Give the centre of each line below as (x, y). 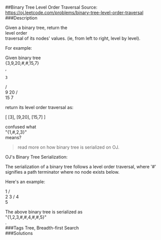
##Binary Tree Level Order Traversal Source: (51, 7)
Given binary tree (23, 58)
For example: (19, 48)
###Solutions (19, 233)
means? (13, 137)
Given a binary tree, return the (36, 28)
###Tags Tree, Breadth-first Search (42, 228)
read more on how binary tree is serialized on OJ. (68, 147)
